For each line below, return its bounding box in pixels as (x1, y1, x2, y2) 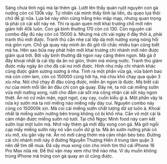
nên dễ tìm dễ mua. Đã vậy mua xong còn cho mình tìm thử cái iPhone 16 (5, 143, 155, 148)
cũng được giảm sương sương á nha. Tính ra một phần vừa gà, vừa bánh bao (5, 68, 163, 74)
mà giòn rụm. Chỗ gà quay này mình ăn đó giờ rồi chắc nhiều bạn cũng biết (5, 42, 160, 47)
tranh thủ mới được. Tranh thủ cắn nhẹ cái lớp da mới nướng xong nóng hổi (5, 36, 159, 42)
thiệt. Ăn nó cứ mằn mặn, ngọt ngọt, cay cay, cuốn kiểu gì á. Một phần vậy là (5, 95, 163, 101)
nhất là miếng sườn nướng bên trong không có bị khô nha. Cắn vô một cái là (5, 111, 161, 117)
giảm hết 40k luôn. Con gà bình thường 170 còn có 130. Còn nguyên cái (5, 26, 152, 32)
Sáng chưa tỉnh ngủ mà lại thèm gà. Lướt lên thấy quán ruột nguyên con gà (5, 5, 159, 10)
